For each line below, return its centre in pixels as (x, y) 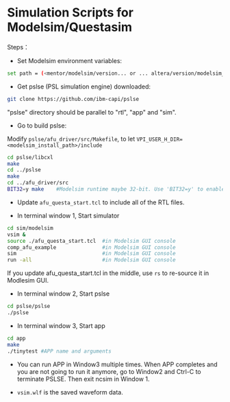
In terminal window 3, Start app (61, 326)
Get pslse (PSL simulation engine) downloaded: (84, 86)
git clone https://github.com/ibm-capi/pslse (73, 99)
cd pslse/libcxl (30, 157)
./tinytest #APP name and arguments (59, 351)
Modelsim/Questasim (69, 27)
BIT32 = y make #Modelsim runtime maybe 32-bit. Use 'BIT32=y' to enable (116, 189)
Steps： (18, 47)
